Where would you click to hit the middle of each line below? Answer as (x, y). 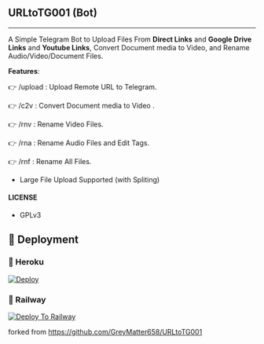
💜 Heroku (26, 262)
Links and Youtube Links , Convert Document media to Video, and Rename (129, 47)
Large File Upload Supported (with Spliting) (90, 179)
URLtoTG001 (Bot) (53, 13)
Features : (24, 71)
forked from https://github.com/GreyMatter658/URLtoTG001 (105, 332)
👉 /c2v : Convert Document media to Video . (81, 105)
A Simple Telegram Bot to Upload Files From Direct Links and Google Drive (130, 39)
